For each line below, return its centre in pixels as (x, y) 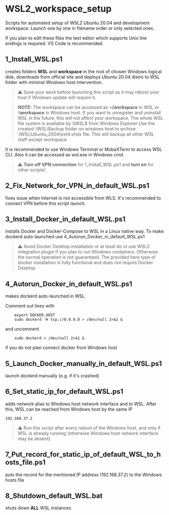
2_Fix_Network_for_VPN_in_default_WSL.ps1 (77, 186)
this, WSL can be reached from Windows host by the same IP (69, 409)
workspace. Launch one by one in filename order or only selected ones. (80, 28)
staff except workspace (42, 139)
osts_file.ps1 (25, 463)
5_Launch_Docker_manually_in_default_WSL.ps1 (84, 363)
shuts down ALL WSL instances (38, 508)
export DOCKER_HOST (35, 315)
